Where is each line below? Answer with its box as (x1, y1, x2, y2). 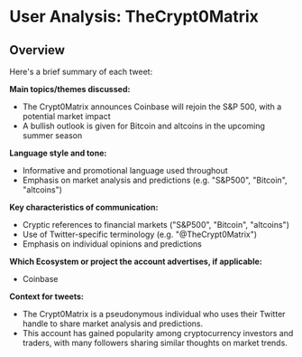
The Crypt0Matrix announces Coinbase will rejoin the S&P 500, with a (22, 101, 282, 112)
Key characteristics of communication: (9, 202, 159, 212)
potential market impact (22, 111, 111, 121)
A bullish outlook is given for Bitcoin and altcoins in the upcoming (22, 120, 266, 131)
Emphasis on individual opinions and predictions (22, 239, 203, 249)
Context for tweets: (9, 291, 84, 302)
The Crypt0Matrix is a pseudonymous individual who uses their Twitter (22, 309, 286, 319)
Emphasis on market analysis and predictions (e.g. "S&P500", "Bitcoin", (22, 174, 288, 185)
